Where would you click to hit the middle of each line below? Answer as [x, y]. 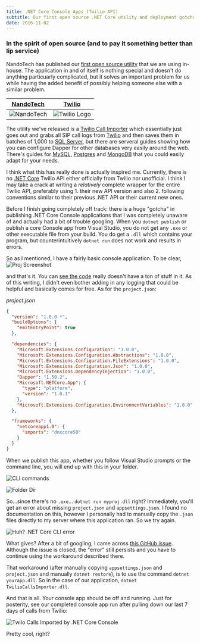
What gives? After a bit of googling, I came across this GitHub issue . [90, 543]
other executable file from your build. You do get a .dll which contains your [99, 234]
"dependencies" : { [35, 344]
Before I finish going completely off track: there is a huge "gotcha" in [90, 208]
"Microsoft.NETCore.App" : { [51, 383]
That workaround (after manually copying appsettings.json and [84, 567]
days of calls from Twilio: [37, 610]
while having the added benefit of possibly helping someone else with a [94, 83]
